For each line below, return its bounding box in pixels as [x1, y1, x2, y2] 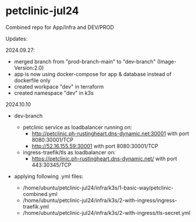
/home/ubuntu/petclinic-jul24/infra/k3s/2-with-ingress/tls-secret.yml [22, 209, 191, 216]
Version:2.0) [14, 64, 44, 71]
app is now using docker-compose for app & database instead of [14, 70, 172, 77]
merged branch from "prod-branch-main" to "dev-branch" [14, 58, 157, 65]
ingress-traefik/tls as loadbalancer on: [22, 149, 116, 156]
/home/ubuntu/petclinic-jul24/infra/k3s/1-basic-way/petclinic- [22, 184, 174, 191]
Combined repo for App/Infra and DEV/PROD [5, 24, 114, 31]
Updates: [5, 35, 28, 42]
